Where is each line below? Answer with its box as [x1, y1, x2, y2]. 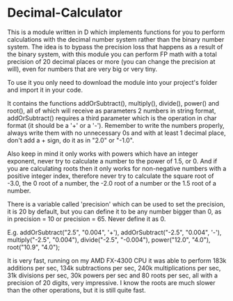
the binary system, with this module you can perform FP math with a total [7, 50, 217, 58]
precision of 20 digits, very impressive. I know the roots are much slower [7, 278, 216, 286]
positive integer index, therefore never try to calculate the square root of [7, 172, 214, 180]
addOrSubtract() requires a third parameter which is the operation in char [7, 113, 217, 122]
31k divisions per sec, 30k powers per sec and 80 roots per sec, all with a [7, 271, 218, 279]
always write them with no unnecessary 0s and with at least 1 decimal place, [7, 129, 226, 137]
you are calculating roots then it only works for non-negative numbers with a [7, 164, 227, 172]
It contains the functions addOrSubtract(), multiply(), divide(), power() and [7, 99, 220, 107]
